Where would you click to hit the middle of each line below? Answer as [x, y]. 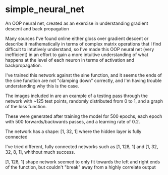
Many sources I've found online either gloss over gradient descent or [77, 38]
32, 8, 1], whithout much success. [40, 152]
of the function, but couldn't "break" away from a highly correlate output [80, 167]
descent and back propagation [37, 28]
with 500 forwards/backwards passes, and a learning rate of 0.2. [73, 121]
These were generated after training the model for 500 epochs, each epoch [84, 116]
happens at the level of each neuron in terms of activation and [70, 60]
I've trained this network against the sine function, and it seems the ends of [84, 75]
